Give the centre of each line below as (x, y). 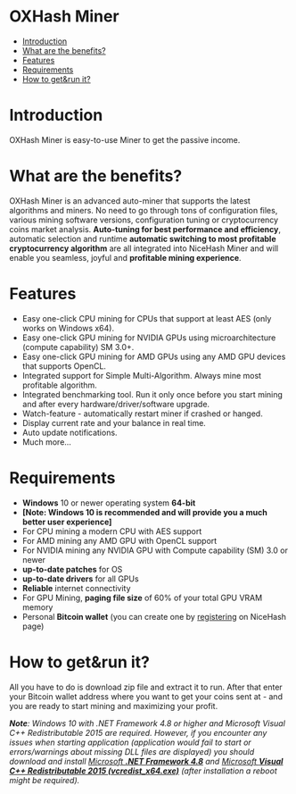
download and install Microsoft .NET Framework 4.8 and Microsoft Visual (146, 761)
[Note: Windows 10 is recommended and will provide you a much (144, 512)
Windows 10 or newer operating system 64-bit (109, 503)
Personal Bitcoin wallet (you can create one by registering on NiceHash (154, 616)
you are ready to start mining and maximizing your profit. (114, 706)
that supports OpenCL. (64, 366)
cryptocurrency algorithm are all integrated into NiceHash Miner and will (144, 248)
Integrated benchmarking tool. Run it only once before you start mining (152, 394)
